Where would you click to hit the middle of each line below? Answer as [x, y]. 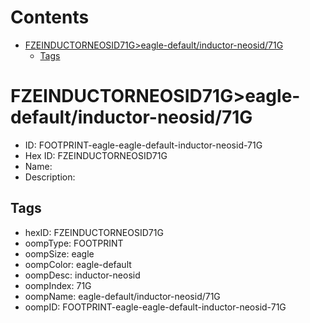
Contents [50, 17]
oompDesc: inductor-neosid [82, 275]
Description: [50, 177]
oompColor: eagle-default [78, 264]
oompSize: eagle [59, 253]
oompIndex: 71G [58, 285]
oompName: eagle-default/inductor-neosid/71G [122, 296]
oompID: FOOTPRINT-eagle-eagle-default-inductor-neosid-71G [155, 307]
